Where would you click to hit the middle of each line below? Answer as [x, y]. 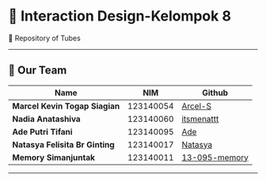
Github [215, 93]
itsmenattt [200, 119]
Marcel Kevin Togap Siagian [66, 106]
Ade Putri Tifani [42, 131]
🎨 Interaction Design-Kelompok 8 [120, 16]
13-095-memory [215, 157]
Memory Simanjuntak [53, 157]
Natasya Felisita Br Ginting [63, 144]
